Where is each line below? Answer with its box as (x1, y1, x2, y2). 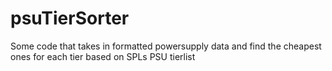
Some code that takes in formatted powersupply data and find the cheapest (10, 40, 322, 52)
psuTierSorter (10, 7, 130, 30)
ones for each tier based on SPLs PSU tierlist (10, 50, 196, 62)
